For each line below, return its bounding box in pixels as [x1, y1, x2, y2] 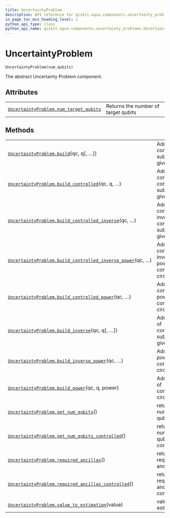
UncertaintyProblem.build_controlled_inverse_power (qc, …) [8, 256, 152, 263]
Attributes [5, 88, 38, 97]
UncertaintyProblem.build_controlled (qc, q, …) [8, 180, 121, 187]
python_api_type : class [5, 21, 56, 27]
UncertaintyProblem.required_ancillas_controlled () [8, 480, 134, 487]
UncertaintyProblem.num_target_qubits [8, 106, 101, 112]
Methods [5, 126, 34, 134]
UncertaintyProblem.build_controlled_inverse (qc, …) [8, 217, 137, 224]
